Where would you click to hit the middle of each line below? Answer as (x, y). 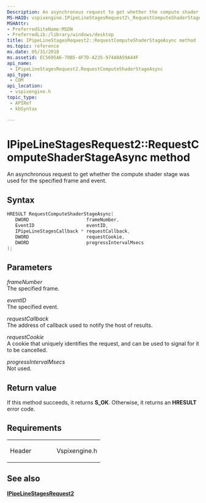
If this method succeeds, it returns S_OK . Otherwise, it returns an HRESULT (102, 402)
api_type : (20, 75)
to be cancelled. (27, 350)
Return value (32, 388)
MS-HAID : (18, 18)
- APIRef (21, 103)
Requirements (34, 428)
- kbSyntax (23, 109)
